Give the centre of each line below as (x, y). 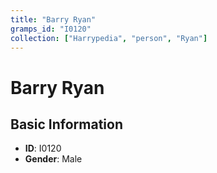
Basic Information (67, 124)
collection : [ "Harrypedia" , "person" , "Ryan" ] (109, 38)
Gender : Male (53, 159)
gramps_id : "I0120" (51, 29)
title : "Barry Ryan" (53, 19)
